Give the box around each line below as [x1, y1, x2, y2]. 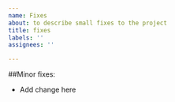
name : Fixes [8, 11, 47, 20]
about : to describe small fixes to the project [8, 19, 168, 27]
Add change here [19, 85, 76, 95]
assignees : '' [8, 41, 55, 49]
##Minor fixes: [8, 70, 56, 79]
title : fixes [8, 26, 51, 34]
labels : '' [8, 33, 44, 42]
